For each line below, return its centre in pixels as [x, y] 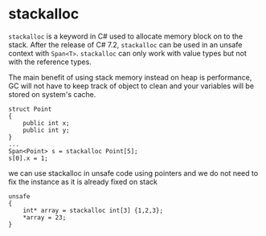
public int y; [46, 130]
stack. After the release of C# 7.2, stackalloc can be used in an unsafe [125, 44]
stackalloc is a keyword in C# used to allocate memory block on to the [126, 36]
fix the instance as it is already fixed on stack [83, 181]
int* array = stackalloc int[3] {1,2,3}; [93, 210]
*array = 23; [45, 218]
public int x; [46, 123]
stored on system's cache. [52, 94]
